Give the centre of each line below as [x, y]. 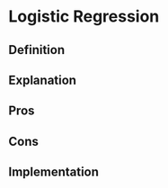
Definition [36, 50]
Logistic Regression [84, 17]
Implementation [54, 172]
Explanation [43, 80]
